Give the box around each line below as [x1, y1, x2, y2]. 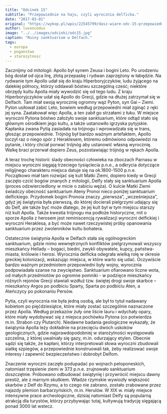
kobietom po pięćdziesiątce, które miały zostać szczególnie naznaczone [5, 303, 153, 310]
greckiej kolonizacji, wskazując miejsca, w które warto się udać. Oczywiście [5, 257, 161, 263]
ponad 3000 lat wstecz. [5, 403, 54, 410]
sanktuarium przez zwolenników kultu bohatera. [5, 226, 103, 232]
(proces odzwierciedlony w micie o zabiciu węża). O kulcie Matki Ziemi [5, 183, 151, 189]
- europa [9, 44, 28, 49]
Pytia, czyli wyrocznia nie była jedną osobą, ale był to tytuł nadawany [5, 298, 147, 304]
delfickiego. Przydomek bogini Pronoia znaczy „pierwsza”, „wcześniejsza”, [5, 194, 158, 200]
